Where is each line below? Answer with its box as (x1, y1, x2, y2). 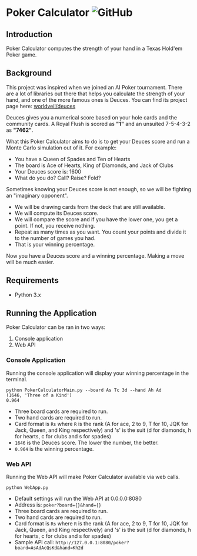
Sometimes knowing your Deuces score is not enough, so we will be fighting (6, 185, 192, 192)
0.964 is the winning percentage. (14, 445, 94, 452)
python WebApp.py (6, 485, 49, 491)
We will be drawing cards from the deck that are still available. (14, 203, 166, 210)
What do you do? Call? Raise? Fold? (14, 174, 101, 181)
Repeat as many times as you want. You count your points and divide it (14, 228, 186, 235)
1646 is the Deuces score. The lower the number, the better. (14, 439, 159, 446)
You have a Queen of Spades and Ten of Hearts (14, 155, 131, 162)
